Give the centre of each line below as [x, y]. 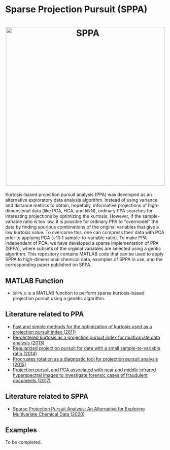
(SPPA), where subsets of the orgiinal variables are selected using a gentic [83, 249]
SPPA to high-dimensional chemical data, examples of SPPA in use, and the [84, 260]
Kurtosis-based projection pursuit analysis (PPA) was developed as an [79, 195]
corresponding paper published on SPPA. [48, 265]
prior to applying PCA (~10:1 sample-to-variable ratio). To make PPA [76, 238]
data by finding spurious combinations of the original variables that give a [82, 227]
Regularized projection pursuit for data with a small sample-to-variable [87, 348]
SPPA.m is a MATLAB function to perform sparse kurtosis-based [78, 293]
